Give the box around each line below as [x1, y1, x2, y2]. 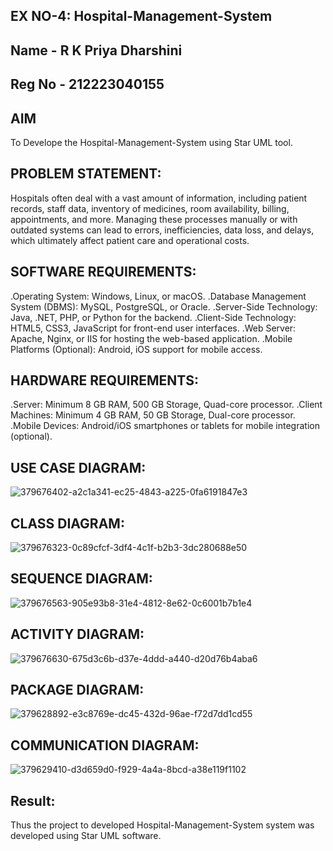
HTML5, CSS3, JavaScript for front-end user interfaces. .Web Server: [10, 322, 297, 334]
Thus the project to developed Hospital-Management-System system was [10, 819, 315, 831]
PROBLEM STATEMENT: [10, 165, 162, 183]
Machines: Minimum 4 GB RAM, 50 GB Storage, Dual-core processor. [10, 409, 296, 421]
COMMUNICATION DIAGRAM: [10, 737, 200, 754]
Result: [10, 792, 56, 809]
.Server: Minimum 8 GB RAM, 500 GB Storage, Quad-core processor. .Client [10, 399, 323, 411]
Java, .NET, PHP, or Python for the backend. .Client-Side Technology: [10, 311, 297, 323]
